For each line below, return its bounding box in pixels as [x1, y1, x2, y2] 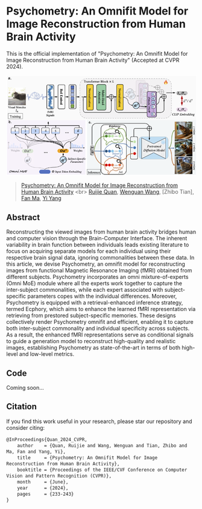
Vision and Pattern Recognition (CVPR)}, [6, 473, 112, 479]
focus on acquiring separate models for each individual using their [6, 248, 171, 255]
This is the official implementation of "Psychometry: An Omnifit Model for [6, 50, 188, 57]
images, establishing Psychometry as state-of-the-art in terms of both [6, 344, 181, 352]
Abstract [6, 212, 40, 222]
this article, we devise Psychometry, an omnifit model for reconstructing [6, 260, 186, 268]
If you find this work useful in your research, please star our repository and [6, 418, 192, 425]
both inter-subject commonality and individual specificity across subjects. [6, 325, 190, 332]
